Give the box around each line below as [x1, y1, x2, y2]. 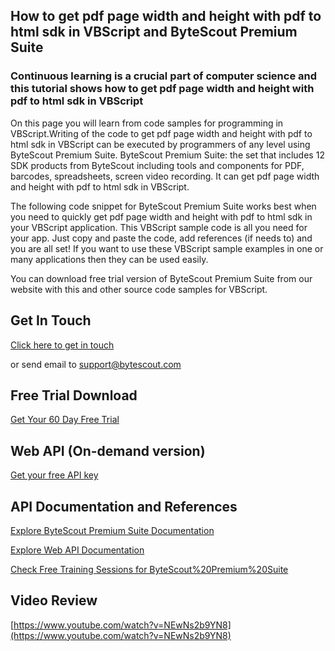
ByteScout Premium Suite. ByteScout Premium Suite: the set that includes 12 [10, 149, 325, 161]
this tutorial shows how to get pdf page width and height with [10, 82, 315, 96]
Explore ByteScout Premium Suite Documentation [10, 524, 215, 536]
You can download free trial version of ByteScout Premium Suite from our [10, 272, 313, 284]
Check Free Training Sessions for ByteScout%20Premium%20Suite [10, 563, 289, 575]
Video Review [10, 592, 98, 609]
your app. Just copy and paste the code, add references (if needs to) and [10, 232, 313, 244]
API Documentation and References [10, 498, 238, 515]
